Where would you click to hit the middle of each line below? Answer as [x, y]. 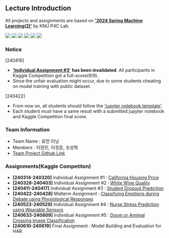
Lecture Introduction [38, 8]
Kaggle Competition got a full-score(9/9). [55, 76]
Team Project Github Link [39, 153]
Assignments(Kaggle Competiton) [48, 166]
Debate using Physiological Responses [53, 199]
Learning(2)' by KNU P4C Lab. [37, 26]
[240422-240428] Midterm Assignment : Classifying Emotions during [86, 194]
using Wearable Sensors [38, 210]
